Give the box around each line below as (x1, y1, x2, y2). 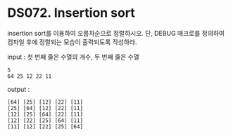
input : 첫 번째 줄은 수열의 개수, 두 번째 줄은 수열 (7, 53, 139, 61)
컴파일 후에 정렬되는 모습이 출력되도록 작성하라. (7, 37, 137, 46)
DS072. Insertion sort (7, 5, 135, 21)
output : (7, 85, 30, 93)
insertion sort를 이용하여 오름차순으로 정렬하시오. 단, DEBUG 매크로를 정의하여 (7, 29, 225, 37)
